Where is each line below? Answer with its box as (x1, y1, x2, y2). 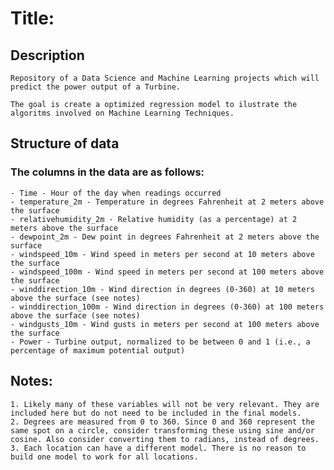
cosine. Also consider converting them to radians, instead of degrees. (10, 434, 320, 444)
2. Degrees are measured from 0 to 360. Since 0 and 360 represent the (10, 417, 315, 427)
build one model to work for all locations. (10, 452, 199, 462)
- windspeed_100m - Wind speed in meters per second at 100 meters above (10, 267, 325, 277)
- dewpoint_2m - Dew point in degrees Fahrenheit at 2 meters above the (10, 232, 320, 242)
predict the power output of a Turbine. (10, 82, 182, 92)
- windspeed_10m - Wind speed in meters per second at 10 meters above (10, 249, 315, 259)
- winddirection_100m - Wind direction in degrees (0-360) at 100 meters (10, 302, 325, 312)
